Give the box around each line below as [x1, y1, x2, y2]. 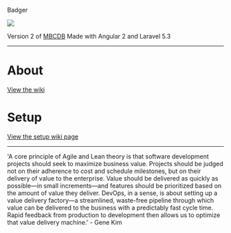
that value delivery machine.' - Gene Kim [7, 218, 122, 226]
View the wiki [7, 85, 45, 94]
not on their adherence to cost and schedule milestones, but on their [7, 167, 201, 175]
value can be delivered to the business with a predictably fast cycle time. [7, 203, 214, 212]
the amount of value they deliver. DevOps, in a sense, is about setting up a [7, 189, 218, 197]
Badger [7, 6, 28, 14]
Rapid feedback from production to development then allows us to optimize [7, 210, 221, 219]
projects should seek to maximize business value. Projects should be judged [7, 159, 223, 168]
